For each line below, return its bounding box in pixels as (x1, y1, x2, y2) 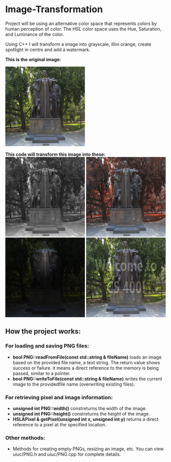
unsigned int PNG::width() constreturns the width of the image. (12, 405, 147, 411)
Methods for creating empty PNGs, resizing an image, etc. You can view (12, 446, 164, 452)
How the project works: (5, 327, 81, 336)
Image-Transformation (5, 4, 103, 15)
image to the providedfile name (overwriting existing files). (12, 381, 135, 387)
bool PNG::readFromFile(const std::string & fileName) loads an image (12, 354, 162, 360)
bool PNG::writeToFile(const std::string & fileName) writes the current (12, 375, 162, 382)
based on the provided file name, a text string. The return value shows (12, 359, 160, 365)
